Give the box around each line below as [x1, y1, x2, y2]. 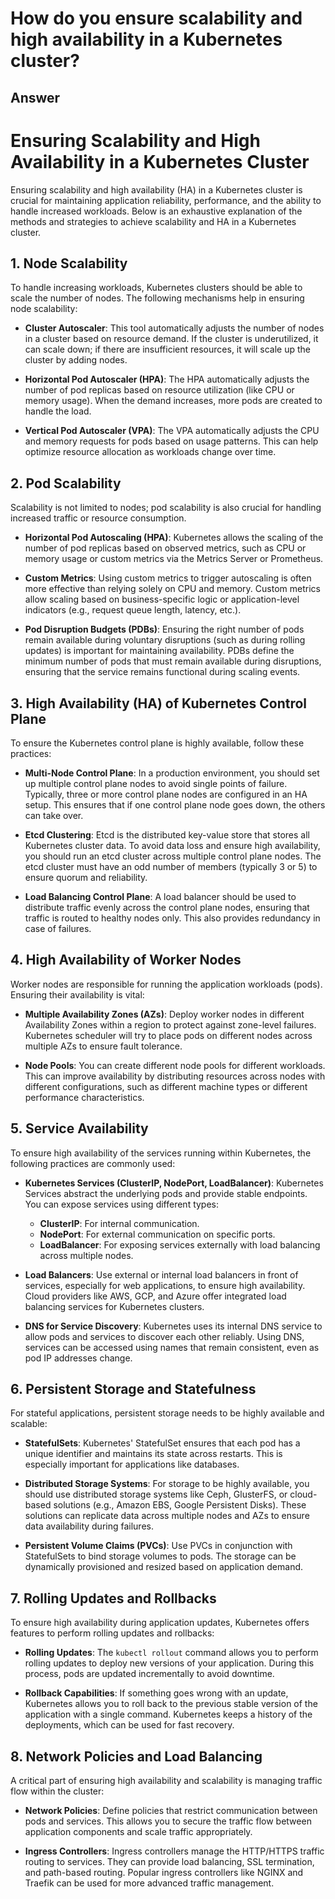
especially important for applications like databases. [24, 1458, 240, 1471]
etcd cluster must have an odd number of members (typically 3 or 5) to [24, 860, 318, 872]
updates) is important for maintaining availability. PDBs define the [24, 645, 295, 657]
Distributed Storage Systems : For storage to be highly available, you [24, 1478, 310, 1490]
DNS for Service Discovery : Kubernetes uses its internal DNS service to [24, 1320, 323, 1332]
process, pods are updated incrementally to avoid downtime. [24, 1668, 275, 1680]
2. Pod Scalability [10, 475, 122, 492]
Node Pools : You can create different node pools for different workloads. [24, 1059, 326, 1071]
